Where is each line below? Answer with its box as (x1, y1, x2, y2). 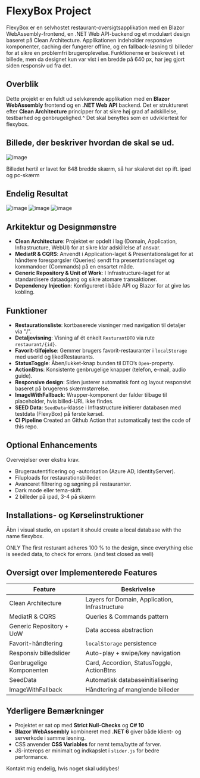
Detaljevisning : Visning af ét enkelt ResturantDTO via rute (14, 334, 155, 341)
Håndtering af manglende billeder (85, 686, 180, 694)
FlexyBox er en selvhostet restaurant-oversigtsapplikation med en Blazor (6, 24, 185, 31)
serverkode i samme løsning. (14, 734, 86, 742)
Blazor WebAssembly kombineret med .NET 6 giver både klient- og (14, 728, 182, 735)
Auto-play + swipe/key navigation (85, 649, 181, 657)
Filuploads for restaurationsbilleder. (14, 474, 102, 481)
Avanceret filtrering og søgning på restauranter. (14, 480, 132, 487)
